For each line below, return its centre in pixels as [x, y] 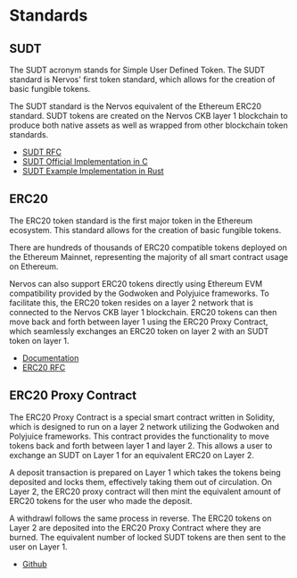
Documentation [50, 357]
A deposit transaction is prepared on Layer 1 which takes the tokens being [145, 472]
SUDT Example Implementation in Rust [93, 171]
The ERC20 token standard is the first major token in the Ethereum [131, 221]
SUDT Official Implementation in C [85, 161]
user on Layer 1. [38, 547]
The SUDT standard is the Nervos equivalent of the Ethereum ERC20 [135, 106]
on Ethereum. [34, 266]
